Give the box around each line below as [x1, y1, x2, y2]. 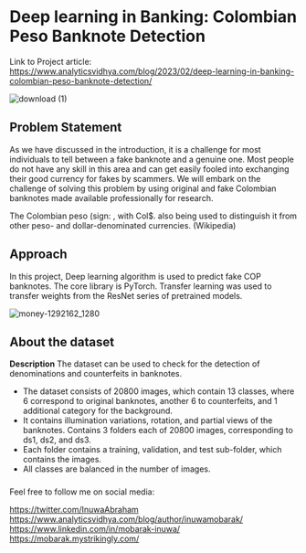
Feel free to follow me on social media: [9, 486, 155, 497]
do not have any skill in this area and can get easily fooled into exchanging [9, 163, 290, 175]
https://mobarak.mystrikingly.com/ [9, 533, 140, 545]
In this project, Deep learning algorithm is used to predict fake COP [9, 271, 262, 282]
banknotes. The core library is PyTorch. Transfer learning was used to [9, 281, 272, 292]
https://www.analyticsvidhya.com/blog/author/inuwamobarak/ [9, 514, 244, 525]
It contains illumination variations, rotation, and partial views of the [22, 415, 273, 426]
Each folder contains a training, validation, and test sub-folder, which [22, 444, 282, 455]
